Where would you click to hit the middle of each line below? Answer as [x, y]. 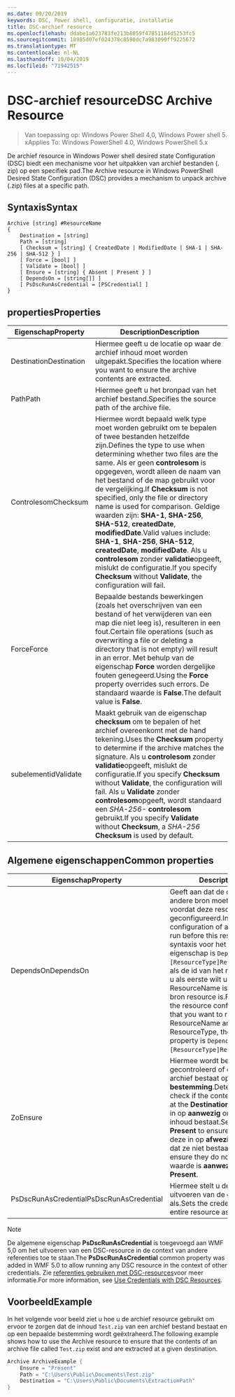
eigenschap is [192, 953]
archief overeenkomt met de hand [150, 731]
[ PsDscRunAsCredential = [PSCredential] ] [84, 285]
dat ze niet [187, 1148]
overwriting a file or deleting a [144, 640]
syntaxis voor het [198, 944]
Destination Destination [48, 361]
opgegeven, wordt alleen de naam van [158, 472]
